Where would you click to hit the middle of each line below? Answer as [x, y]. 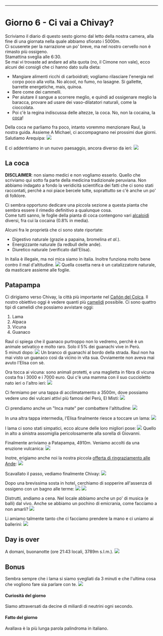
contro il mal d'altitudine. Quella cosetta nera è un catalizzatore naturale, [81, 264]
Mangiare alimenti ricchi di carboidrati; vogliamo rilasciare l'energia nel [83, 76]
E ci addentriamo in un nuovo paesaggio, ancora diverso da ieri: [69, 148]
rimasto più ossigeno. [27, 51]
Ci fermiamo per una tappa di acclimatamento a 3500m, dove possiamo [77, 392]
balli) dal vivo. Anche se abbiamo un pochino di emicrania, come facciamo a [81, 503]
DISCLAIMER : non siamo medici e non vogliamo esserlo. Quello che [73, 175]
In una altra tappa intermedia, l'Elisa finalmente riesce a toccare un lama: [78, 418]
